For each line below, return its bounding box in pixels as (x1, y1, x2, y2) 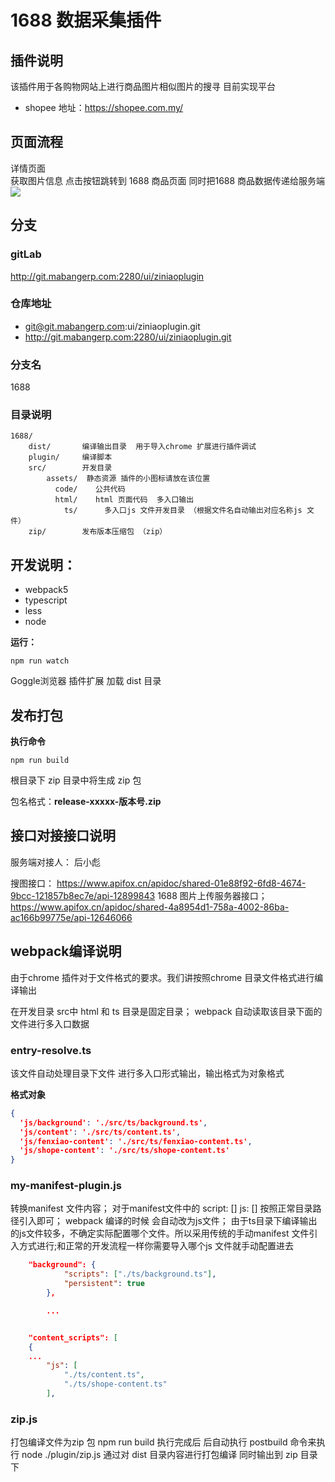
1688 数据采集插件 (10, 9, 162, 32)
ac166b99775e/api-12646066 (10, 911, 133, 923)
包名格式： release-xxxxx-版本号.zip (10, 796, 162, 808)
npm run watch (10, 656, 70, 666)
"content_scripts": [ (28, 1332, 118, 1343)
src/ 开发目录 (28, 463, 113, 473)
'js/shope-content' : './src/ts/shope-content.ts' (19, 1146, 230, 1156)
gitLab (10, 247, 42, 261)
